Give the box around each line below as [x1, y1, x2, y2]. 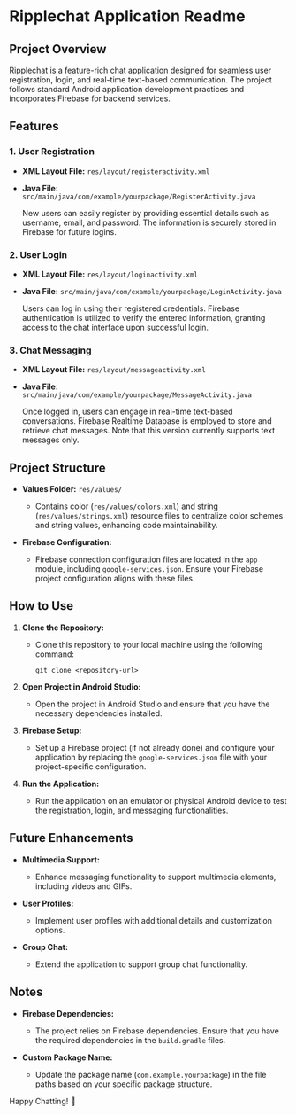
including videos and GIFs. [34, 880, 133, 892]
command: [34, 649, 75, 659]
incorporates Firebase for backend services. [9, 93, 171, 104]
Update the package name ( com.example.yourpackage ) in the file [34, 1069, 267, 1080]
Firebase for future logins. [21, 226, 117, 237]
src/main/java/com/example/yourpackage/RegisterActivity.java [21, 192, 256, 201]
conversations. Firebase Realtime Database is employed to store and [21, 416, 272, 426]
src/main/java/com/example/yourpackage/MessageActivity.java [21, 391, 253, 400]
